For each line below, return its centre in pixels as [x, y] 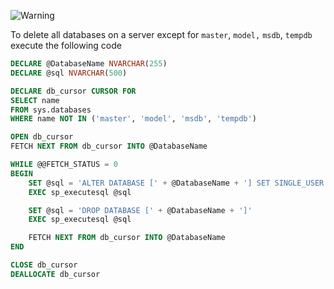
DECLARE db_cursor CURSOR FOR [73, 91]
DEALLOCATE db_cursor [55, 274]
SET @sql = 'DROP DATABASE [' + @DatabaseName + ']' [140, 210]
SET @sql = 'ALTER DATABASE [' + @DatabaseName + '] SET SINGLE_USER [176, 183]
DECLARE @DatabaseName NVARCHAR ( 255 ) [89, 64]
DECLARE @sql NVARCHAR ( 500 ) [69, 73]
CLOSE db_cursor [44, 265]
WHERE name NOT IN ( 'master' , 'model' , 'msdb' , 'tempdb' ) [133, 119]
